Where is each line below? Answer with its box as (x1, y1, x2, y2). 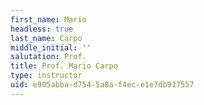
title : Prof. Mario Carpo (10, 61, 118, 71)
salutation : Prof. (10, 52, 87, 62)
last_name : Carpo (10, 33, 83, 43)
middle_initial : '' (10, 42, 92, 53)
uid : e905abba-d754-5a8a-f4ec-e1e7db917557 (10, 80, 195, 90)
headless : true (10, 24, 74, 34)
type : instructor (10, 71, 83, 81)
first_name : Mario (10, 14, 87, 25)
